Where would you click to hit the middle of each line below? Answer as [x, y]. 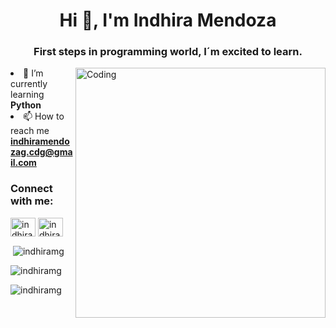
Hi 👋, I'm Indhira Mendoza [168, 20]
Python [26, 105]
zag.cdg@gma [41, 152]
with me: [32, 201]
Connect [31, 189]
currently [29, 84]
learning [27, 95]
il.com [23, 163]
